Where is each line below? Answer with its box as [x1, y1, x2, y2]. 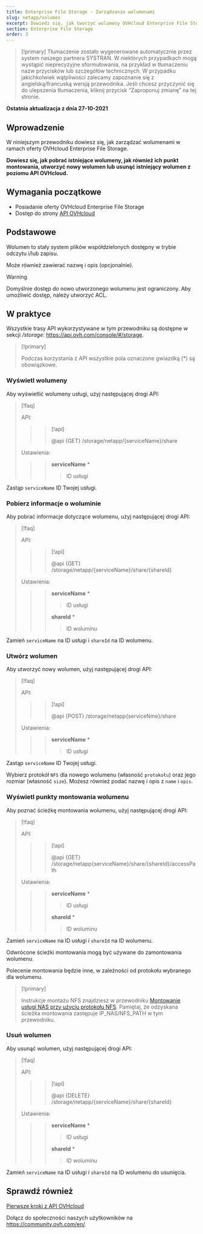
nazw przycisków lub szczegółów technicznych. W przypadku [21, 67, 176, 75]
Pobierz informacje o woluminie [6, 499, 101, 508]
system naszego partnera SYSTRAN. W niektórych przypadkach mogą [21, 55, 197, 62]
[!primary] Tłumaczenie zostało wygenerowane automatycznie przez [21, 48, 192, 55]
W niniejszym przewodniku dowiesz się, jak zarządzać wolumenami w [6, 138, 181, 145]
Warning [6, 273, 27, 280]
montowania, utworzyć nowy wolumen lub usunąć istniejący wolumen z [6, 163, 191, 170]
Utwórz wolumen [6, 652, 58, 660]
